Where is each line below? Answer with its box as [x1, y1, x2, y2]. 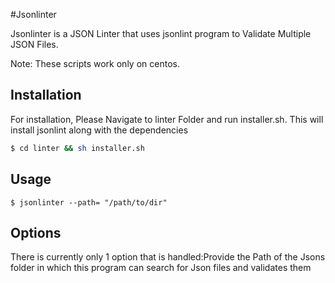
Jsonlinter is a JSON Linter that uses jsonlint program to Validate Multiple [10, 28, 312, 39]
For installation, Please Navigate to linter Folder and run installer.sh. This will [10, 113, 324, 125]
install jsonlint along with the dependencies [10, 124, 189, 136]
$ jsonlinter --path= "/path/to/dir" [10, 197, 168, 208]
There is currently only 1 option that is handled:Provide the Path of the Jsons [10, 251, 326, 263]
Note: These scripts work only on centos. [10, 58, 180, 69]
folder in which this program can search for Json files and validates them [10, 262, 312, 274]
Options [10, 224, 62, 241]
